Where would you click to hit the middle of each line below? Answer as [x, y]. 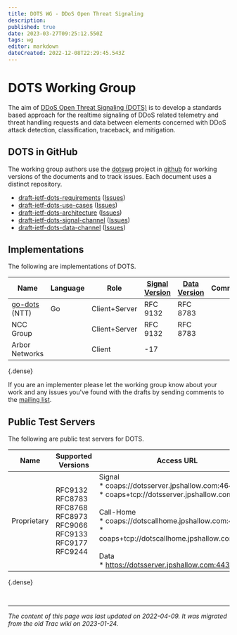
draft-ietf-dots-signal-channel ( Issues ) [74, 220]
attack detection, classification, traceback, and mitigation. [92, 130]
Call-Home [117, 513]
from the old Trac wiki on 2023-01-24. [63, 624]
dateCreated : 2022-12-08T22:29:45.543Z [66, 54]
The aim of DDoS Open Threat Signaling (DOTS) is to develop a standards [115, 107]
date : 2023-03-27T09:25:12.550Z [55, 33]
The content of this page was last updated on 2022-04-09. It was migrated [117, 616]
